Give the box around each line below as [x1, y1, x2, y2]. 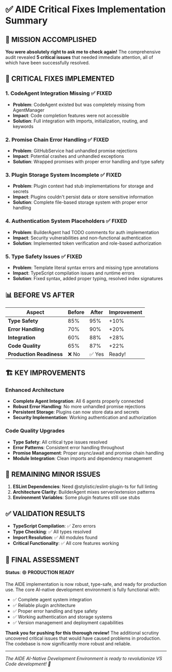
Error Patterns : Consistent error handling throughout [12, 444, 124, 450]
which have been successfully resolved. [5, 60, 90, 66]
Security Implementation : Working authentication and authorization [12, 414, 157, 421]
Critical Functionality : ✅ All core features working [12, 540, 119, 547]
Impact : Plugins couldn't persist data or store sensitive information [12, 194, 154, 200]
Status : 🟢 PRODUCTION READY [5, 570, 75, 576]
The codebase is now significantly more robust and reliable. [5, 641, 132, 647]
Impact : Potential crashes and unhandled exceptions [12, 153, 124, 159]
